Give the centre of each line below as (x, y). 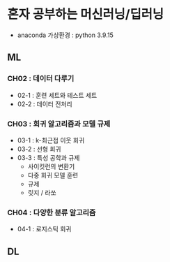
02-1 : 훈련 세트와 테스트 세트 (57, 95)
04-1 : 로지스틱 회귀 (44, 229)
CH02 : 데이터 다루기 (41, 79)
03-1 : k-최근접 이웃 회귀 (51, 140)
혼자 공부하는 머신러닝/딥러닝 (86, 14)
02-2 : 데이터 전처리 (45, 104)
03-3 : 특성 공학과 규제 (48, 157)
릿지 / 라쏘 (42, 192)
